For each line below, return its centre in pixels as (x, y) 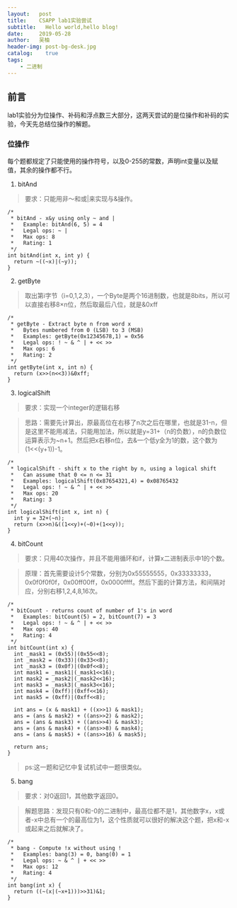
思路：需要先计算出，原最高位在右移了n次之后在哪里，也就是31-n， (123, 423)
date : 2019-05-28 (39, 34)
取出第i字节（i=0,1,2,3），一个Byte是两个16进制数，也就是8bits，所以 (124, 295)
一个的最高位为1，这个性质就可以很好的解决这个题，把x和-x (143, 820)
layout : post (30, 14)
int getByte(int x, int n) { (50, 367)
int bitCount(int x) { (41, 648)
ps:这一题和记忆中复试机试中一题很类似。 (85, 767)
